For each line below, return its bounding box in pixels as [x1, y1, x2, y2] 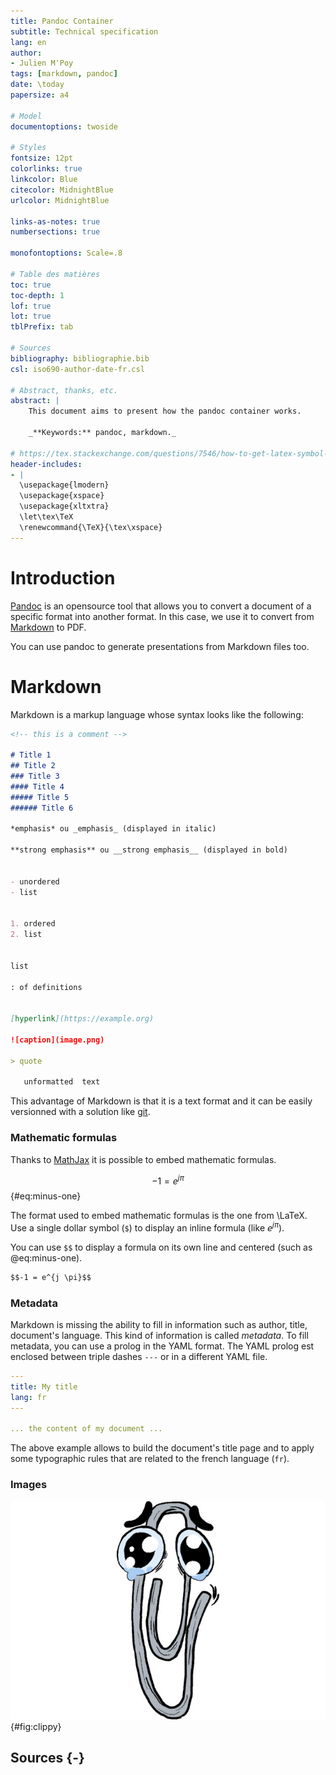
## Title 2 [10, 761, 56, 771]
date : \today [10, 80, 65, 90]
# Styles [10, 143, 47, 153]
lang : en [10, 37, 47, 47]
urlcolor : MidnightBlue [10, 195, 110, 205]
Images [10, 1478, 48, 1492]
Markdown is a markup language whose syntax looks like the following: [10, 708, 304, 720]
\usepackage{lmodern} [19, 480, 110, 490]
